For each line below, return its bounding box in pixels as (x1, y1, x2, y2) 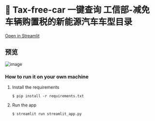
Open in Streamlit (5, 32, 40, 39)
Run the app (12, 102, 37, 108)
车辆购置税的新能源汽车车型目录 (5, 16, 133, 28)
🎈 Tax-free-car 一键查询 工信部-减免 (5, 4, 150, 15)
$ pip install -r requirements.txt (12, 94, 84, 99)
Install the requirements (12, 84, 60, 90)
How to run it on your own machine (5, 73, 89, 80)
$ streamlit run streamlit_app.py (12, 112, 82, 117)
